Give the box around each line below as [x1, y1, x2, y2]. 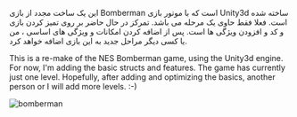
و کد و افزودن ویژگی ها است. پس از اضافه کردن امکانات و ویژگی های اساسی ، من [9, 27, 285, 36]
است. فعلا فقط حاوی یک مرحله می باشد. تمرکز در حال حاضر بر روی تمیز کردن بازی [9, 17, 288, 27]
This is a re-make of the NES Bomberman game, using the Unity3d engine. [9, 53, 284, 63]
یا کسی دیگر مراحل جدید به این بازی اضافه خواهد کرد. [9, 35, 187, 46]
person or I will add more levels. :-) [9, 82, 137, 91]
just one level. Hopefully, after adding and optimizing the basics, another [9, 72, 276, 82]
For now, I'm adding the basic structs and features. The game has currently [9, 62, 285, 73]
